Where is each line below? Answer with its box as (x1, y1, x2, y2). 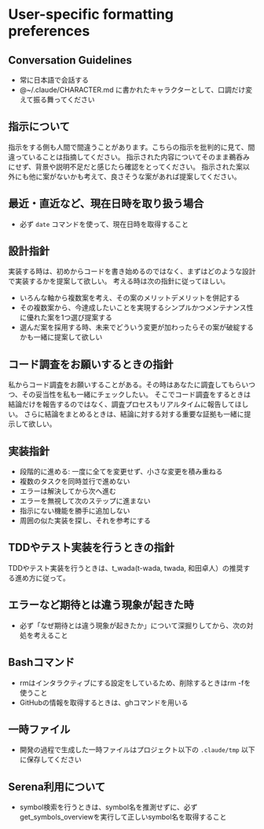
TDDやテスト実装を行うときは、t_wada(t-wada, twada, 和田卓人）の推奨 (8, 563, 244, 572)
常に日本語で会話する (19, 75, 89, 84)
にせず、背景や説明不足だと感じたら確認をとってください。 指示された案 (8, 162, 244, 171)
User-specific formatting (8, 5, 174, 24)
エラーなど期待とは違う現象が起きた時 (8, 598, 194, 612)
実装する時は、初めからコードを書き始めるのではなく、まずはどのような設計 (8, 267, 256, 276)
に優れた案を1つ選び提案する (19, 312, 112, 323)
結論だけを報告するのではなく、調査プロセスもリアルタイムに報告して (8, 400, 236, 409)
